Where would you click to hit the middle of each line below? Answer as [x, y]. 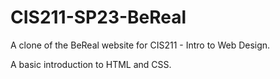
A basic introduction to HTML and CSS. [91, 64]
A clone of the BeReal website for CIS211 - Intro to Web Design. [140, 45]
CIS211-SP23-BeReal [98, 17]
